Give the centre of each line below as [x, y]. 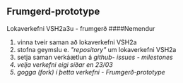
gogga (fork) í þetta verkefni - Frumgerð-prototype [91, 72]
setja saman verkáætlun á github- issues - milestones [95, 57]
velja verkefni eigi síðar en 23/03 [65, 64]
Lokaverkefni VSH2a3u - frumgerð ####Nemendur [81, 28]
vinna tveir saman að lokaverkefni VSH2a [77, 42]
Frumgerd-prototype [53, 12]
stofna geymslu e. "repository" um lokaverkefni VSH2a [96, 49]
